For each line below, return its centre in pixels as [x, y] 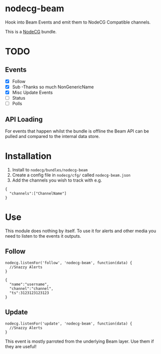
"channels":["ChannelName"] [38, 193]
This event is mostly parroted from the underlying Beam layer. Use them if [80, 341]
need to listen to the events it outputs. [43, 236]
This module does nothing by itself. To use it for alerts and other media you [81, 231]
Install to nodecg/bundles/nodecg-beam [50, 170]
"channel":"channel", [32, 288]
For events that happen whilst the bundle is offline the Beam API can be [77, 131]
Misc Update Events [32, 93]
